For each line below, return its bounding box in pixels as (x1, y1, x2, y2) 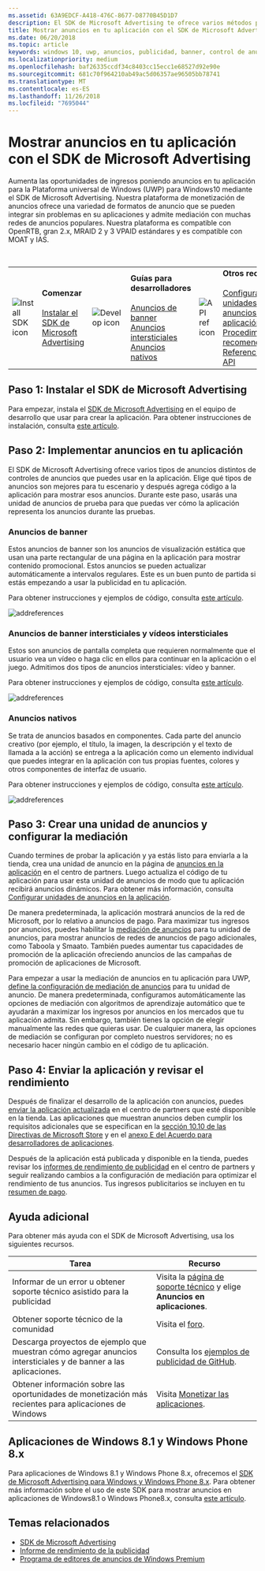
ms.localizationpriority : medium (8, 56, 118, 64)
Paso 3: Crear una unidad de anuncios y (8, 817, 207, 831)
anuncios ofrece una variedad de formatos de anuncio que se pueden (8, 202, 235, 211)
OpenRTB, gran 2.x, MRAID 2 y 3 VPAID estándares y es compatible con (8, 226, 243, 236)
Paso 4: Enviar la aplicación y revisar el (8, 1063, 203, 1077)
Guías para (129, 273, 172, 284)
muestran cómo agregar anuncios (12, 1346, 138, 1357)
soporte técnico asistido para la (12, 1286, 129, 1297)
